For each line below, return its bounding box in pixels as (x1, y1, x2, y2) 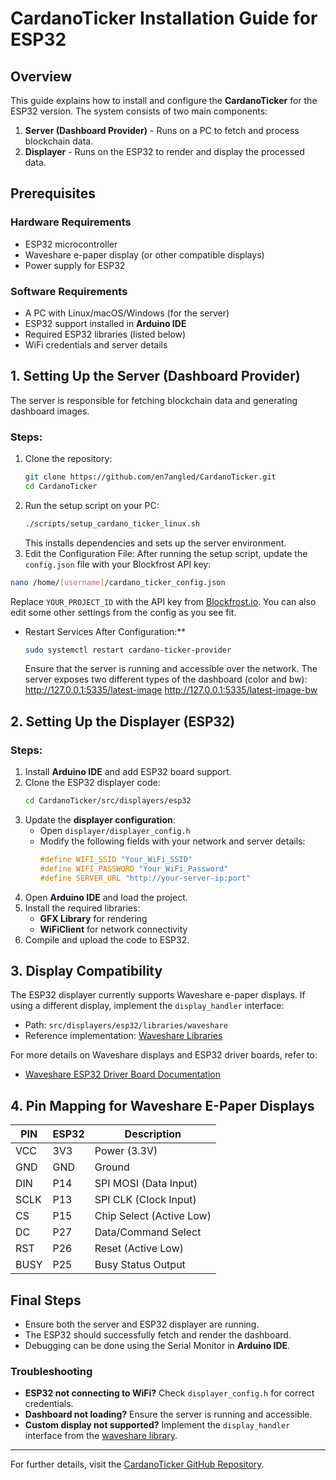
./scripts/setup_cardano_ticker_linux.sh (24, 518, 200, 529)
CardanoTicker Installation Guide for (10, 7, 318, 30)
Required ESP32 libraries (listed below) (24, 328, 187, 340)
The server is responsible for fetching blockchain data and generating (10, 394, 298, 406)
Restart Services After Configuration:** (24, 625, 187, 637)
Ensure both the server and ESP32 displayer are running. (24, 1318, 260, 1331)
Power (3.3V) (94, 1144, 158, 1158)
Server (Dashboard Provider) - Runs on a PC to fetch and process (24, 125, 300, 136)
